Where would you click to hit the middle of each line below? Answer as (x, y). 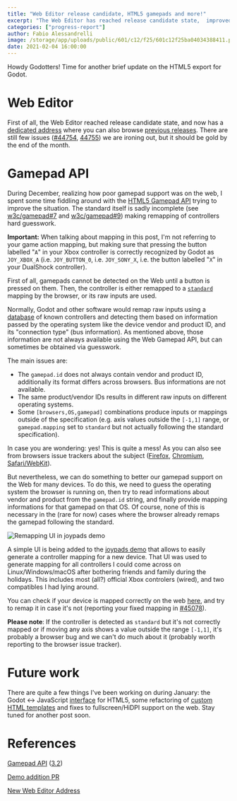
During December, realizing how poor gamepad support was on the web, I (115, 193)
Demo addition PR (34, 777)
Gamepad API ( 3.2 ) (35, 763)
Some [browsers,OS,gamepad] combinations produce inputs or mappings (122, 411)
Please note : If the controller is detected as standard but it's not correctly (114, 621)
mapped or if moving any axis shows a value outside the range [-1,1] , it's (115, 629)
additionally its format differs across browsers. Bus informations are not (121, 382)
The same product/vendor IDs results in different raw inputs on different (122, 397)
